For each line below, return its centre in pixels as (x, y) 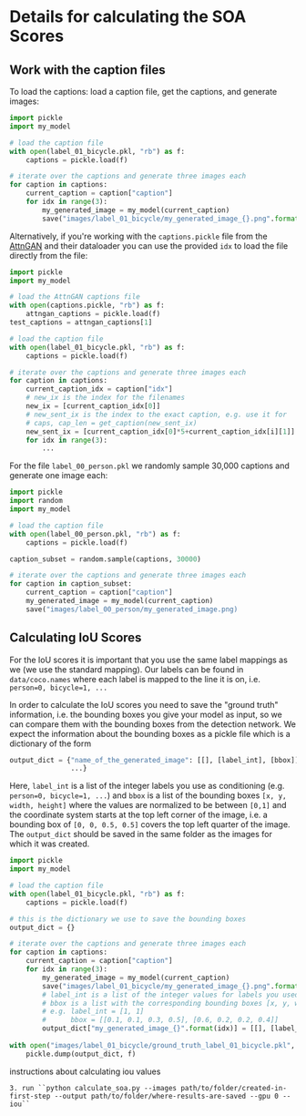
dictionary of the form (51, 743)
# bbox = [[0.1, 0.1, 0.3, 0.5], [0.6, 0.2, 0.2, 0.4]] (161, 1020)
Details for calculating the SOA (128, 17)
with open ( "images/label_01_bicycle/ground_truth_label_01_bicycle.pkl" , (153, 1045)
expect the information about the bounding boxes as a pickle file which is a (150, 733)
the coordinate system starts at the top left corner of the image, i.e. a (139, 815)
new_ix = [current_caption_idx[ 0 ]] (93, 406)
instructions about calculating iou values (85, 1071)
